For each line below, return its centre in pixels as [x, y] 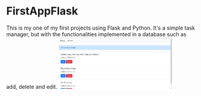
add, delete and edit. [32, 86]
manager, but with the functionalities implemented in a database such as [96, 34]
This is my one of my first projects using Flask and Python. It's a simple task [101, 28]
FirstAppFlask [42, 11]
